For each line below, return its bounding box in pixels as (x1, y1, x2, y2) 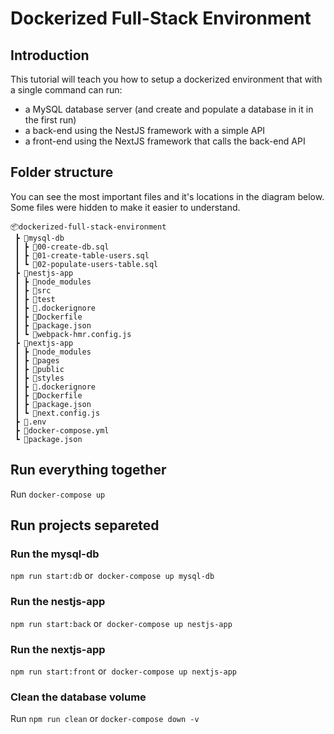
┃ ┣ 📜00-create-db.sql (14, 242, 110, 252)
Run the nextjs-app (10, 642, 106, 656)
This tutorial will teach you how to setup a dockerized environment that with (10, 73, 323, 85)
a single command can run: (10, 84, 123, 96)
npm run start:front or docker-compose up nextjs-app (10, 665, 237, 677)
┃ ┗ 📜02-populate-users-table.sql (14, 259, 159, 269)
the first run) (24, 114, 77, 126)
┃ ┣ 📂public (14, 364, 65, 374)
